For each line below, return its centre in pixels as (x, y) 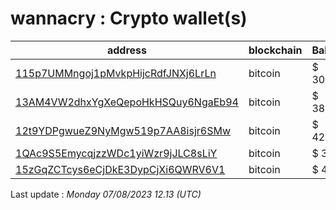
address (126, 50)
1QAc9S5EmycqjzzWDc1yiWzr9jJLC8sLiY (116, 153)
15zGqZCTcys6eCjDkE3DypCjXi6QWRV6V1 (120, 169)
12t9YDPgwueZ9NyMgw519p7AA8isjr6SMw (123, 130)
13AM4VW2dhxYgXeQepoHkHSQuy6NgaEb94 (127, 102)
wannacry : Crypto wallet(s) (129, 18)
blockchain (275, 50)
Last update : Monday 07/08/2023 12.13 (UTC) (106, 194)
